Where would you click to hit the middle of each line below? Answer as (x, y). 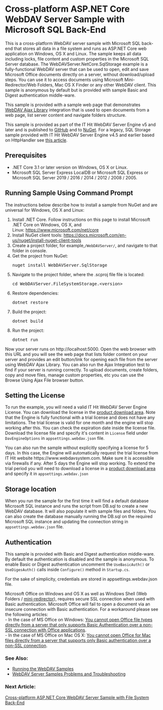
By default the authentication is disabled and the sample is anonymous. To (80, 559)
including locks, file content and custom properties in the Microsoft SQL (77, 59)
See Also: (17, 658)
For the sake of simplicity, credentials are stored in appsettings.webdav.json (81, 579)
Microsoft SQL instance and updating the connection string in (67, 522)
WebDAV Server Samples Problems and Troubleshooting (69, 674)
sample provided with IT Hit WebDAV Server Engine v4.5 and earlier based (80, 135)
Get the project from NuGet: (40, 256)
